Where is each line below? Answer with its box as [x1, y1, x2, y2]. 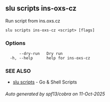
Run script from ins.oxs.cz [5, 17, 60, 24]
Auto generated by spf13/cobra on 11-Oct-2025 [5, 91, 105, 97]
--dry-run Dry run [18, 51, 63, 56]
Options [5, 39, 26, 47]
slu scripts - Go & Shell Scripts [12, 79, 77, 85]
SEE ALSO [5, 68, 31, 75]
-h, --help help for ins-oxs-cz [10, 56, 91, 61]
